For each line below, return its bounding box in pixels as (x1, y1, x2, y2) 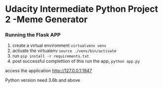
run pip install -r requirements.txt (12, 53, 89, 59)
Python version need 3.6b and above (5, 77, 81, 83)
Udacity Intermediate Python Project (5, 3, 158, 15)
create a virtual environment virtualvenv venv (12, 43, 107, 49)
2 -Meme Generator (5, 14, 88, 25)
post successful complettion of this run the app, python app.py (12, 58, 140, 64)
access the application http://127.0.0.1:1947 (5, 68, 92, 74)
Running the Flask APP (5, 31, 61, 38)
